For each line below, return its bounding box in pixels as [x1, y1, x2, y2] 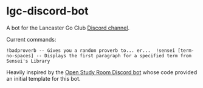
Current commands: [6, 36, 57, 43]
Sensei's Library [6, 58, 50, 64]
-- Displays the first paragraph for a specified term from [36, 52, 191, 58]
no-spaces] [6, 52, 34, 58]
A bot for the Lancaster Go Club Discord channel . [6, 24, 129, 31]
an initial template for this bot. [6, 75, 81, 82]
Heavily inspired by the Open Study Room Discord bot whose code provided [6, 68, 198, 76]
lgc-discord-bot [6, 4, 89, 18]
